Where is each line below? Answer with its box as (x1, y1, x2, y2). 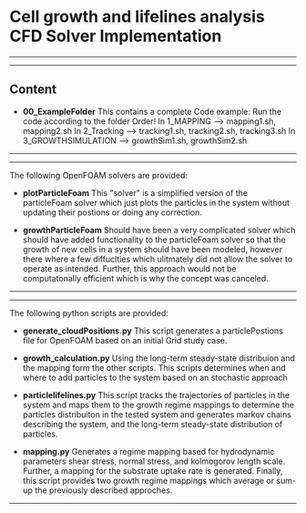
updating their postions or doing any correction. (22, 207, 203, 218)
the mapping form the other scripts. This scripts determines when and (22, 362, 286, 373)
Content (9, 82, 57, 97)
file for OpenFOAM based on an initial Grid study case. (22, 334, 228, 345)
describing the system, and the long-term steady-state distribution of (22, 418, 283, 429)
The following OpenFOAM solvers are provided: (9, 169, 189, 180)
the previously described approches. (35, 485, 173, 496)
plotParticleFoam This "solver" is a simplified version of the (22, 187, 249, 198)
